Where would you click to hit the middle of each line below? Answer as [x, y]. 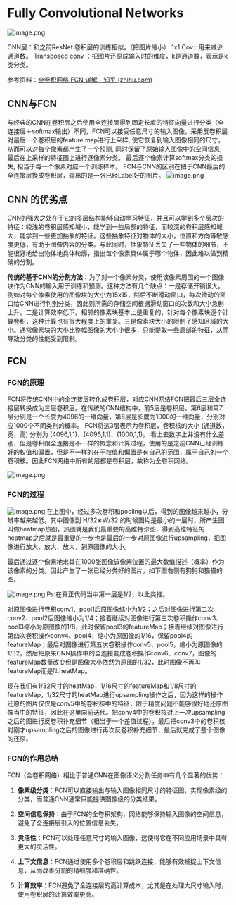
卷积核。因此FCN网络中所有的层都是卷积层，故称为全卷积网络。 [100, 461]
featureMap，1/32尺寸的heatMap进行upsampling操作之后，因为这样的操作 [115, 694]
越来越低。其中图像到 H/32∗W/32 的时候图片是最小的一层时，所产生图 [122, 520]
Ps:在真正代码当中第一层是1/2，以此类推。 [108, 594]
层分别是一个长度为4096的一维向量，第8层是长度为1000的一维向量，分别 [113, 417]
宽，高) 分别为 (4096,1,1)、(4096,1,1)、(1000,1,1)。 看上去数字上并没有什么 [113, 434]
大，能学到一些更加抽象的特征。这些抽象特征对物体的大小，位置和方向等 [112, 235]
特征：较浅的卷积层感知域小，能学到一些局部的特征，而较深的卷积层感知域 [115, 226]
